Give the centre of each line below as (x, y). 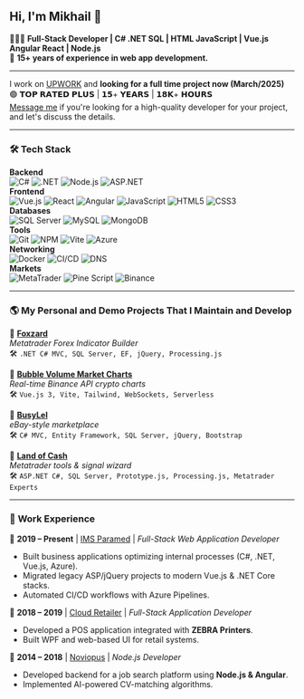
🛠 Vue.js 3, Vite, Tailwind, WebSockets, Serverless (112, 394)
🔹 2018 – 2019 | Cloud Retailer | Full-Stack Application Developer (131, 612)
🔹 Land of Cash (38, 456)
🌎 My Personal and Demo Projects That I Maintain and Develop (151, 311)
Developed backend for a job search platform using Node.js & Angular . (155, 675)
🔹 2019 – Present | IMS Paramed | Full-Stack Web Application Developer (144, 539)
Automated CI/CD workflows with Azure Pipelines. (116, 595)
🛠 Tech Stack (40, 148)
